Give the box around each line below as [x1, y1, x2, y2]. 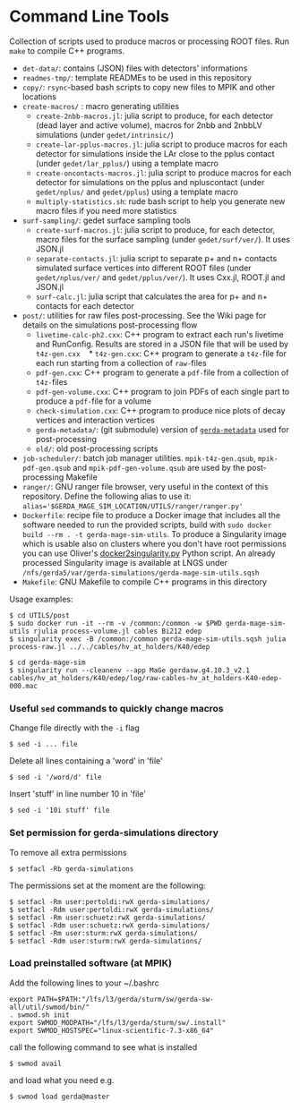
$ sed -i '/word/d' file [9, 773, 102, 782]
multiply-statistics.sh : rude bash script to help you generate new [35, 195, 286, 207]
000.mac [9, 681, 39, 690]
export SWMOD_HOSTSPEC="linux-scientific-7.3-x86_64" [9, 1026, 215, 1035]
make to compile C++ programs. [9, 45, 125, 55]
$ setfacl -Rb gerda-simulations [9, 864, 134, 874]
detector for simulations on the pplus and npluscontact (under [35, 176, 265, 187]
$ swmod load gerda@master [9, 1092, 110, 1101]
